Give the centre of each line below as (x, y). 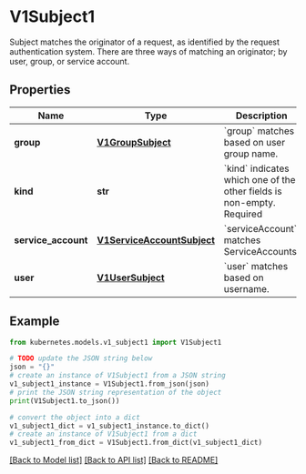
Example (35, 322)
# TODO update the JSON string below (81, 358)
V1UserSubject (131, 277)
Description (261, 116)
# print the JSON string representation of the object (116, 392)
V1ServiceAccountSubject (156, 240)
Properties (40, 90)
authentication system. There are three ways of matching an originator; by (148, 51)
